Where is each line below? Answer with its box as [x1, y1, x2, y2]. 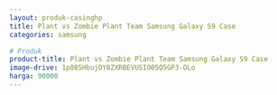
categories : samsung [9, 30, 88, 39]
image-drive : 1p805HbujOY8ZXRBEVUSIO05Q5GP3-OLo [9, 63, 196, 72]
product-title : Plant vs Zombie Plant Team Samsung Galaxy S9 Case [9, 55, 269, 64]
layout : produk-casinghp [9, 13, 103, 23]
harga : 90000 [9, 71, 59, 81]
